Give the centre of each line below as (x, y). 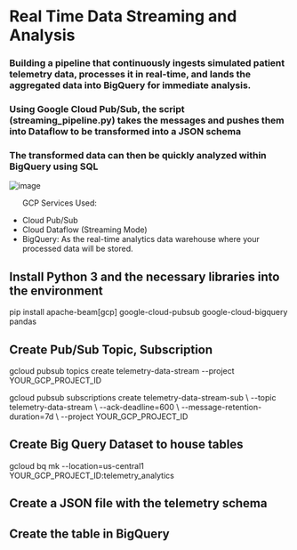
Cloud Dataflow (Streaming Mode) (85, 230)
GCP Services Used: (60, 203)
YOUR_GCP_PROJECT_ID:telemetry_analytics (92, 475)
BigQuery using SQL (54, 166)
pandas (23, 321)
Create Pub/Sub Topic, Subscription (111, 349)
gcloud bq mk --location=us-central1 (77, 465)
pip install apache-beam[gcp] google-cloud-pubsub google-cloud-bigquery (148, 312)
